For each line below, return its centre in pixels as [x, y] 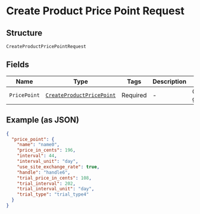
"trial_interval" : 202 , [46, 183]
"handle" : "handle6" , [43, 172]
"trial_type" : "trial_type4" [53, 194]
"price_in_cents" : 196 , [46, 150]
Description [169, 81]
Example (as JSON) [43, 120]
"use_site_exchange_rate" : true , [58, 167]
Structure [24, 33]
